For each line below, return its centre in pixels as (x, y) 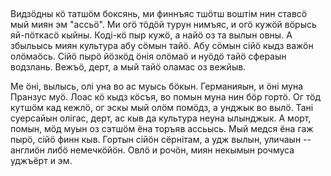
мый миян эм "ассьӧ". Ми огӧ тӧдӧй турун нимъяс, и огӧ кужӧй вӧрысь (163, 25)
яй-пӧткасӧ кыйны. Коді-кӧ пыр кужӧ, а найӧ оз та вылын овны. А (151, 35)
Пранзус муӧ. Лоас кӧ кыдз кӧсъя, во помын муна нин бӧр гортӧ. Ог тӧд (165, 97)
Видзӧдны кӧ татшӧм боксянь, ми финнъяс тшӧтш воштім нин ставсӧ (159, 14)
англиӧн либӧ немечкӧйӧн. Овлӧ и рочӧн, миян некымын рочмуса (152, 150)
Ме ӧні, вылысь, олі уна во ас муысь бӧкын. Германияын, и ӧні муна (157, 86)
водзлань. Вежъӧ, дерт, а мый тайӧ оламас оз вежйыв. (128, 67)
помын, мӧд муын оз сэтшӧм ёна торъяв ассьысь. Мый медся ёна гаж (162, 129)
